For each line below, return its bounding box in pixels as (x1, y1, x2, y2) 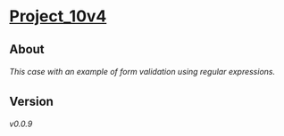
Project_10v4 (9, 6, 107, 27)
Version (9, 93, 54, 108)
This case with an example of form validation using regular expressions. (9, 67, 275, 77)
